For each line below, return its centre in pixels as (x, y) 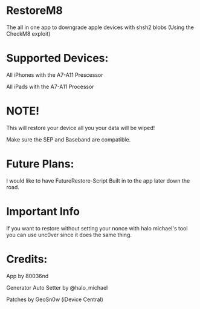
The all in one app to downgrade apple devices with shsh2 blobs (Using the (100, 27)
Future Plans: (40, 164)
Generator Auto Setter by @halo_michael (57, 287)
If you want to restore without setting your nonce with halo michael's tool (97, 228)
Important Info (43, 211)
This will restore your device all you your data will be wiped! (81, 128)
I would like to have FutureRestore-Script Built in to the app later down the (98, 181)
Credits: (27, 259)
